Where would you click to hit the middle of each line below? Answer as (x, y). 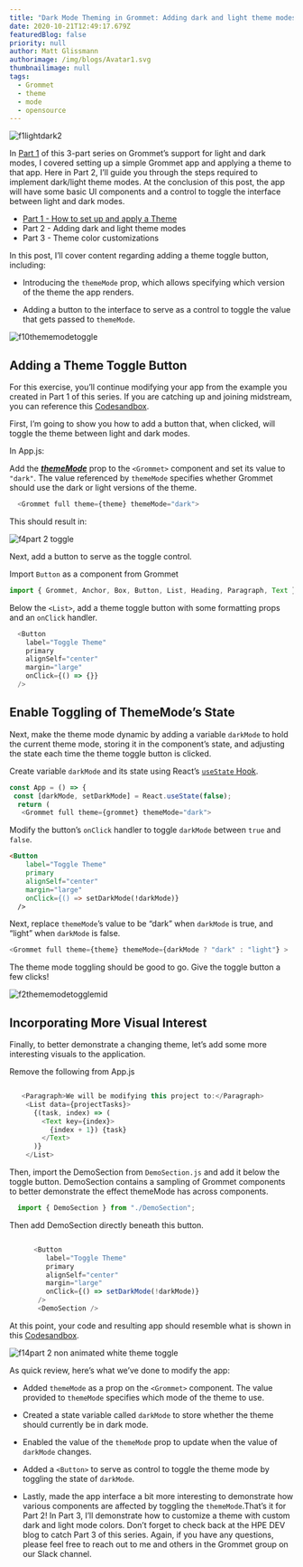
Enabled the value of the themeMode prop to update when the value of (150, 1441)
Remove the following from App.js (72, 1072)
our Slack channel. (57, 1553)
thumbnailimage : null (50, 69)
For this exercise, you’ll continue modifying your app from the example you (148, 387)
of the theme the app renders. (78, 292)
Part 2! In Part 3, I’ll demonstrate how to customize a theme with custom (156, 1515)
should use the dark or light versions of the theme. (103, 488)
